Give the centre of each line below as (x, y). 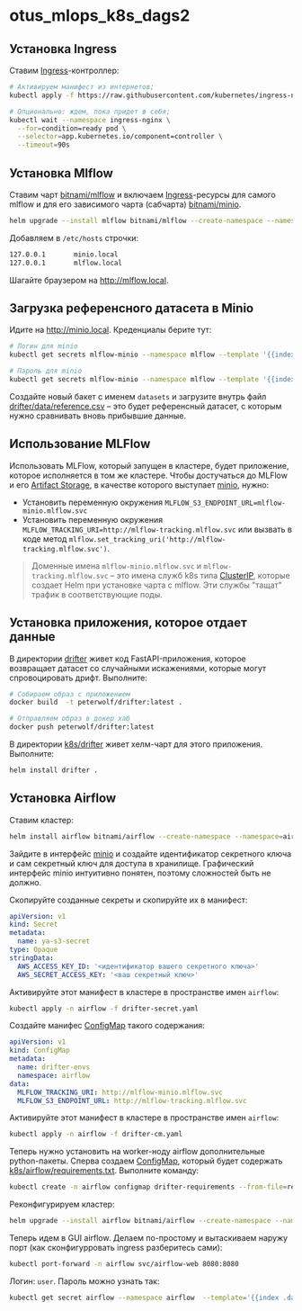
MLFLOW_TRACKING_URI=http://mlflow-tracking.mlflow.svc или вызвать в (157, 529)
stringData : (31, 958)
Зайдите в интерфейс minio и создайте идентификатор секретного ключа (151, 853)
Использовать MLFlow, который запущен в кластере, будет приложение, (149, 465)
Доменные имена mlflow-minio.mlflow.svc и (116, 566)
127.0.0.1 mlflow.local (66, 263)
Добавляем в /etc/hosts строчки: (74, 238)
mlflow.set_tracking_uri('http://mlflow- (147, 539)
